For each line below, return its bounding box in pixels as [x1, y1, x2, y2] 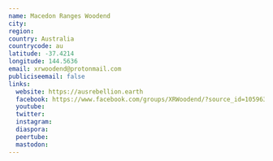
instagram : [15, 118, 53, 126]
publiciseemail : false [8, 72, 85, 80]
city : [8, 20, 27, 28]
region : [8, 27, 35, 35]
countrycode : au [8, 42, 63, 50]
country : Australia [8, 34, 75, 43]
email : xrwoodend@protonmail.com [8, 65, 122, 73]
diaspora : [15, 125, 49, 133]
